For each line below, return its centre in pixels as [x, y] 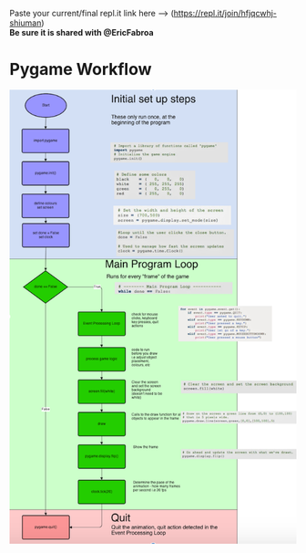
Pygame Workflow [81, 70]
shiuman [25, 23]
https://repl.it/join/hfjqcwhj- [225, 13]
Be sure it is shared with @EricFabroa [82, 32]
